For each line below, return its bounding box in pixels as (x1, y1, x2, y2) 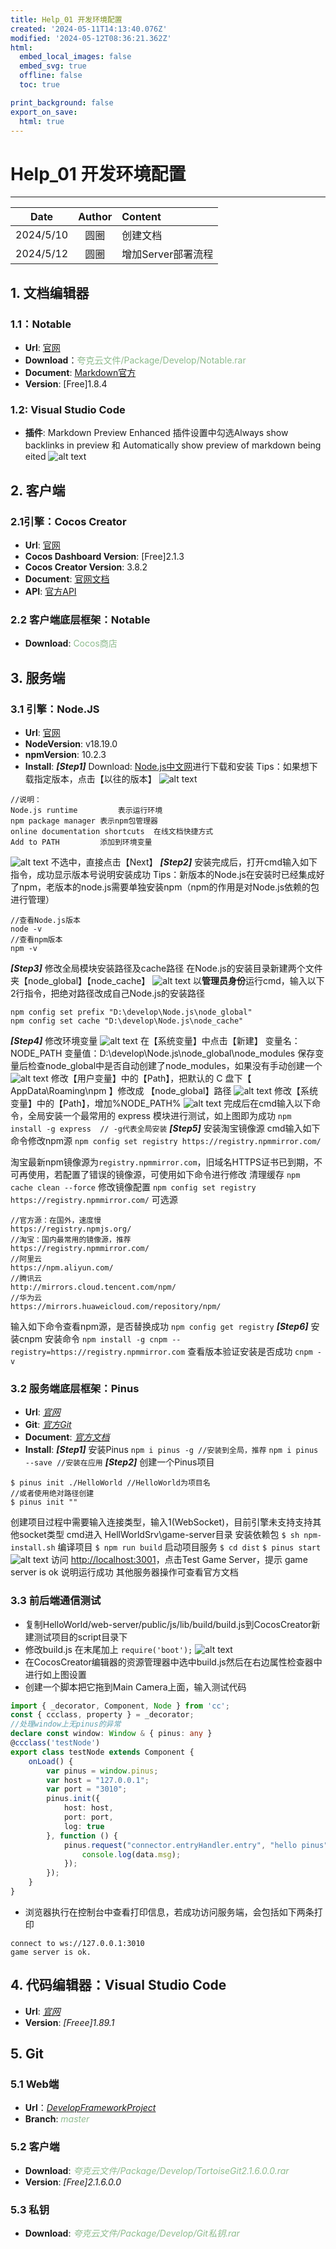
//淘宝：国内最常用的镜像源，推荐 (10, 1234, 132, 1245)
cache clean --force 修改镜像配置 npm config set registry (10, 1181, 257, 1193)
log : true (63, 1821, 105, 1831)
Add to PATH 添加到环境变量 (10, 837, 153, 847)
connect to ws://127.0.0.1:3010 (10, 1938, 145, 1948)
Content (121, 210, 162, 224)
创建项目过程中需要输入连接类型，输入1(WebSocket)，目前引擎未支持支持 (10, 1516, 313, 1528)
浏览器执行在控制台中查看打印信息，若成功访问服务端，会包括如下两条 (24, 1906, 315, 1918)
